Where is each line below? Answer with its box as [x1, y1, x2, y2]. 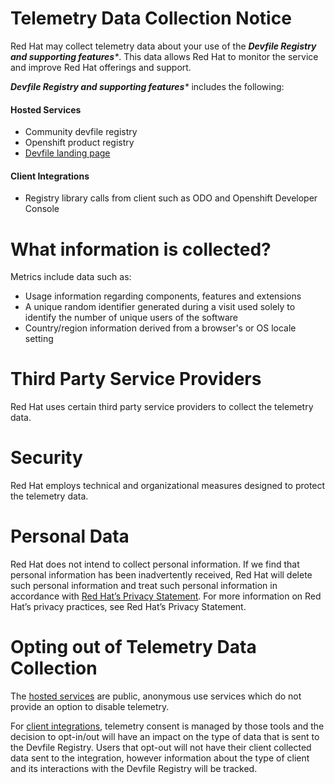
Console [24, 203, 60, 215]
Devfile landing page [24, 147, 111, 159]
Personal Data [10, 525, 130, 548]
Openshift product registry [24, 137, 135, 149]
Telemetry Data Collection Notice [10, 7, 292, 30]
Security [10, 447, 83, 469]
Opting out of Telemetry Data [10, 636, 257, 659]
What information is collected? [10, 238, 272, 261]
